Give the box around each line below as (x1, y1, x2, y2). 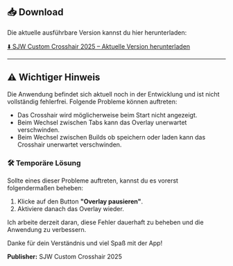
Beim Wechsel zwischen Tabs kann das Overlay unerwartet (17, 118, 187, 126)
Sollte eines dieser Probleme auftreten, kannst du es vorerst (7, 176, 179, 185)
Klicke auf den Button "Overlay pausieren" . (17, 197, 144, 206)
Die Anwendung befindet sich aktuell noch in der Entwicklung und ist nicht (7, 90, 220, 98)
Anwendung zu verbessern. (7, 225, 87, 233)
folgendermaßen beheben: (7, 183, 84, 192)
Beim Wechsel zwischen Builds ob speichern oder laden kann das (17, 133, 206, 141)
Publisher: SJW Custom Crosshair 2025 (7, 252, 123, 260)
